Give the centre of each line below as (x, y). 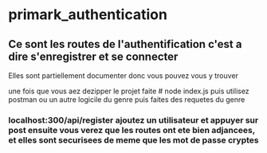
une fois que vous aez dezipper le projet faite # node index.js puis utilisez (129, 91)
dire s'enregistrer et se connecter (93, 56)
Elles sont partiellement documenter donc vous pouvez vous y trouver (124, 76)
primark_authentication (88, 15)
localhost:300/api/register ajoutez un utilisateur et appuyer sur (133, 120)
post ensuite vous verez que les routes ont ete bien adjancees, (132, 130)
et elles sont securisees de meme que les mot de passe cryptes (133, 139)
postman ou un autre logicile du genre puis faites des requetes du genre (127, 100)
